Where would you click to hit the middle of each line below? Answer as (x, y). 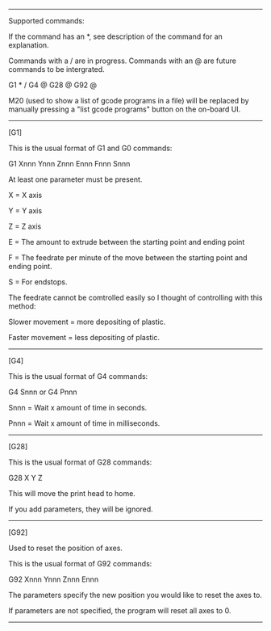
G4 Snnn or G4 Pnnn (43, 392)
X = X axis (25, 195)
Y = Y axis (25, 210)
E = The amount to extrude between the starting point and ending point (127, 242)
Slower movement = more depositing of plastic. (87, 322)
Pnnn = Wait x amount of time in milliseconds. (84, 423)
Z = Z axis (25, 226)
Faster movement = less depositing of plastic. (84, 337)
